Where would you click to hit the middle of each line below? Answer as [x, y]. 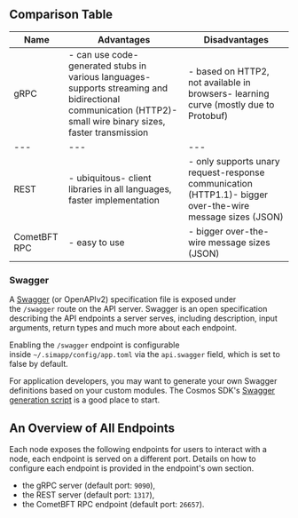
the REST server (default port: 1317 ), [88, 494]
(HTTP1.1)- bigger [228, 195]
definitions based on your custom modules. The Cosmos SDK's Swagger [142, 391]
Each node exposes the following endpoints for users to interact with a [138, 449]
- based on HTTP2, [228, 71]
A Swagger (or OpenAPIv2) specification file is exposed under [123, 299]
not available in [219, 82]
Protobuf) [208, 116]
